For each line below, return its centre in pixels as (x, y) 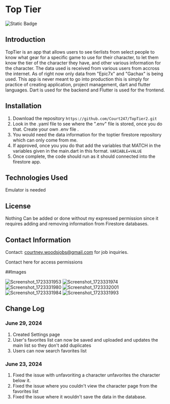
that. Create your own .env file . (46, 129)
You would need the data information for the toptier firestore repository (87, 134)
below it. (22, 380)
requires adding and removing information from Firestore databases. (77, 224)
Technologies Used (36, 177)
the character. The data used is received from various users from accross (82, 68)
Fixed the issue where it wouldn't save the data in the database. (79, 396)
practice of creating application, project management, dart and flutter (78, 84)
